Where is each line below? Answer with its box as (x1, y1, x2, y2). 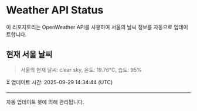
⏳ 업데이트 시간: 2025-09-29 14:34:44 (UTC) (6, 78, 113, 85)
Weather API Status (6, 4, 104, 17)
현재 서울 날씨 (6, 50, 53, 60)
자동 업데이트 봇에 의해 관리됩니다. (6, 98, 84, 105)
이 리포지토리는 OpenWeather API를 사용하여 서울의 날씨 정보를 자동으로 (6, 23, 173, 30)
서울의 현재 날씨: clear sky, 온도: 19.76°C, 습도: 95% (20, 66, 142, 73)
